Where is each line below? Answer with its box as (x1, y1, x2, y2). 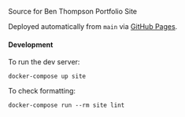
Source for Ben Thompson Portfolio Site (8, 7, 138, 16)
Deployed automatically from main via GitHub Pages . (8, 22, 178, 31)
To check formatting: (8, 86, 76, 96)
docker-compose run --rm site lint (8, 101, 125, 109)
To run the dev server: (8, 57, 80, 67)
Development (8, 39, 54, 49)
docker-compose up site (8, 72, 87, 81)
